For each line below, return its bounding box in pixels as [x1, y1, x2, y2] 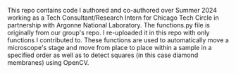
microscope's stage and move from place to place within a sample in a [7, 44, 212, 51]
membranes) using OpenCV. [7, 58, 89, 66]
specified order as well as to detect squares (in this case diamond [7, 51, 199, 59]
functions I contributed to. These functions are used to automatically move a [7, 36, 229, 44]
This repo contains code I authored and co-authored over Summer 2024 [7, 6, 217, 14]
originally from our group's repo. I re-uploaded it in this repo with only [7, 28, 210, 37]
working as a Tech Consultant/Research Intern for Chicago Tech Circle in [7, 13, 220, 22]
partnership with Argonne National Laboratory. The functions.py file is [7, 21, 210, 29]
